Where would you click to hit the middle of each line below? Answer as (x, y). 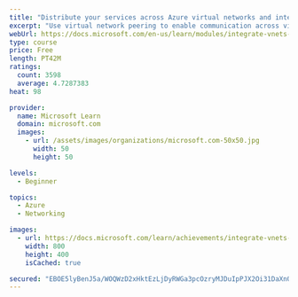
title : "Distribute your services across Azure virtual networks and (141, 17)
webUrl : (24, 34)
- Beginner (37, 181)
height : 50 (53, 157)
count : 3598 (39, 75)
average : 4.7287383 (53, 83)
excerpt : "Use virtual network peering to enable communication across (144, 26)
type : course (33, 42)
